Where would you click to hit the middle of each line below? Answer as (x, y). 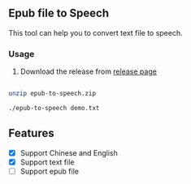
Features (31, 133)
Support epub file (50, 171)
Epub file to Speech (59, 13)
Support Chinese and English (69, 152)
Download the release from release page (88, 71)
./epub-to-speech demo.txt (54, 108)
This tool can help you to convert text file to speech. (95, 32)
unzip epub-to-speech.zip (52, 94)
